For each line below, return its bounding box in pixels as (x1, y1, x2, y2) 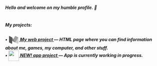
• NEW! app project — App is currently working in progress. (5, 52, 143, 58)
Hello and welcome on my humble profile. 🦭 (5, 4, 97, 10)
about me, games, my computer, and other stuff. (5, 45, 108, 51)
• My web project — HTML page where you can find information (5, 36, 152, 42)
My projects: (5, 22, 32, 28)
